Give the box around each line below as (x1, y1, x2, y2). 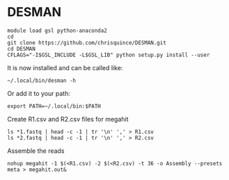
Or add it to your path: (7, 89, 71, 97)
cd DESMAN (7, 45, 36, 52)
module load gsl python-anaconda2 (7, 27, 108, 34)
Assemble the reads (7, 147, 65, 155)
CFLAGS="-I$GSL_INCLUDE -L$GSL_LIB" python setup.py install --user (7, 51, 210, 58)
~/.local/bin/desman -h (7, 77, 77, 84)
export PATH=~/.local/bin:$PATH (7, 102, 101, 110)
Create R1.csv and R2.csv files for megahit (7, 115, 129, 123)
